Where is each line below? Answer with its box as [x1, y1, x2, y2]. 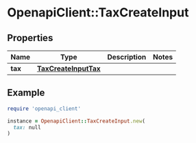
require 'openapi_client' [7, 105, 81, 112]
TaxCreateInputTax [36, 64, 101, 73]
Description [107, 53, 147, 62]
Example [7, 87, 45, 99]
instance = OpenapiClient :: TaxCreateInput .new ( [7, 118, 146, 125]
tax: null [13, 124, 41, 131]
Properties [7, 32, 53, 44]
